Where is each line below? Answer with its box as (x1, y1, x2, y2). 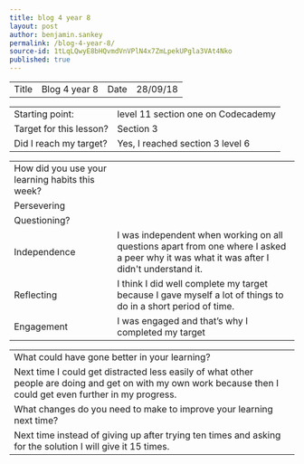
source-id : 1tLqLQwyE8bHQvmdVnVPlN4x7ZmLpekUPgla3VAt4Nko (9, 47, 233, 56)
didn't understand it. (117, 263, 204, 275)
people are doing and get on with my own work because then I (14, 377, 279, 389)
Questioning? (14, 214, 71, 226)
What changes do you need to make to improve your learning (14, 403, 273, 415)
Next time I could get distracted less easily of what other (14, 365, 253, 378)
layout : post (9, 22, 59, 31)
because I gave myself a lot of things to (117, 289, 284, 301)
